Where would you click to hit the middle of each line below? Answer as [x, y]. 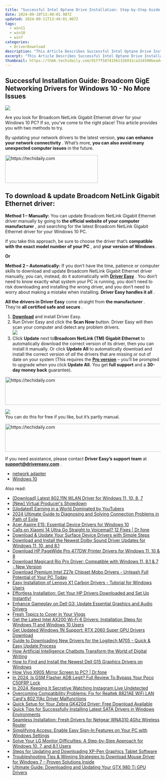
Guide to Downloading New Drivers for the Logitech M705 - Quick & [81, 640]
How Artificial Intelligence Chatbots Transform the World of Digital [80, 651]
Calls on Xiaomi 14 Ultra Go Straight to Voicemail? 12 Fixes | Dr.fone [81, 530]
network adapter [29, 473]
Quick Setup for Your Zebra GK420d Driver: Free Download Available [82, 704]
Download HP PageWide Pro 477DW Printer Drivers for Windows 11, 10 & [86, 551]
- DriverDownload [27, 47]
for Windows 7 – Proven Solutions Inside [53, 762]
